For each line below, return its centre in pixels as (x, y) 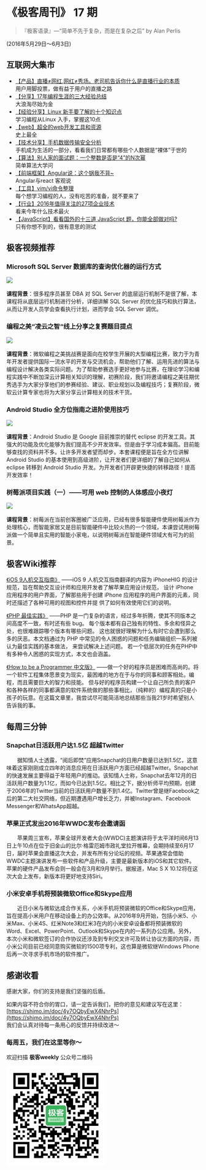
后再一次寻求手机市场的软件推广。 (49, 954)
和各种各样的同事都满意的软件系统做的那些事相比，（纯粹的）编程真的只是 (99, 690)
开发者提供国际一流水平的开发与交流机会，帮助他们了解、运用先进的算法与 (105, 361)
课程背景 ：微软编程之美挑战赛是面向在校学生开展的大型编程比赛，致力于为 (100, 354)
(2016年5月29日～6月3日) (39, 44)
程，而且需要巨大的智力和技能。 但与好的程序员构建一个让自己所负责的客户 (101, 682)
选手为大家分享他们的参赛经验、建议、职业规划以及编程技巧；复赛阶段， (103, 384)
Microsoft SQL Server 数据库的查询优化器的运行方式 (84, 267)
